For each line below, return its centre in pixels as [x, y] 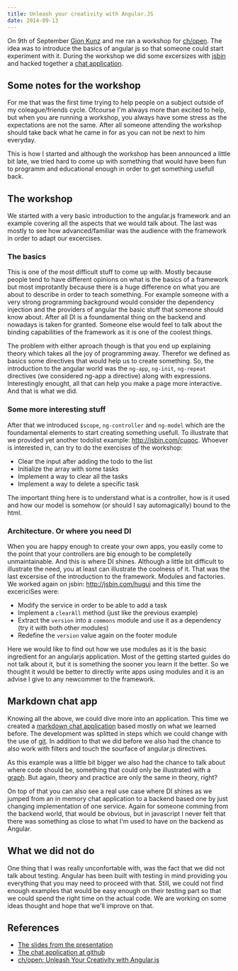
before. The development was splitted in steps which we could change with [118, 733]
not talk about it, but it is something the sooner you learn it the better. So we [118, 664]
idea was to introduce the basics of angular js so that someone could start [115, 48]
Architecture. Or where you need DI [69, 530]
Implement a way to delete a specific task [78, 484]
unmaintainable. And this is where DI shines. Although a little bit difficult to [116, 562]
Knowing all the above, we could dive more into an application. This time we [118, 718]
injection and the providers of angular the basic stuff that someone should [115, 310]
